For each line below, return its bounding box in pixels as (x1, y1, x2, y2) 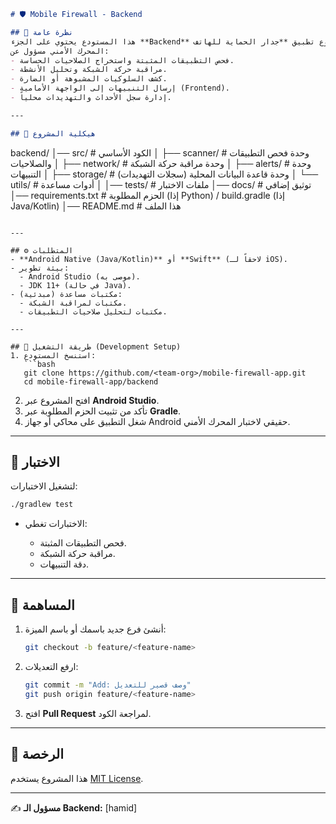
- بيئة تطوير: (10, 263, 70, 273)
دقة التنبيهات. (39, 558, 89, 570)
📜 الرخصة (10, 746, 65, 763)
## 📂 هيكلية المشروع (10, 128, 97, 139)
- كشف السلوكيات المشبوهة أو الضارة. (10, 74, 168, 84)
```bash (23, 359, 56, 369)
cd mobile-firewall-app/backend (23, 376, 159, 387)
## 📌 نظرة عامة (10, 27, 74, 37)
